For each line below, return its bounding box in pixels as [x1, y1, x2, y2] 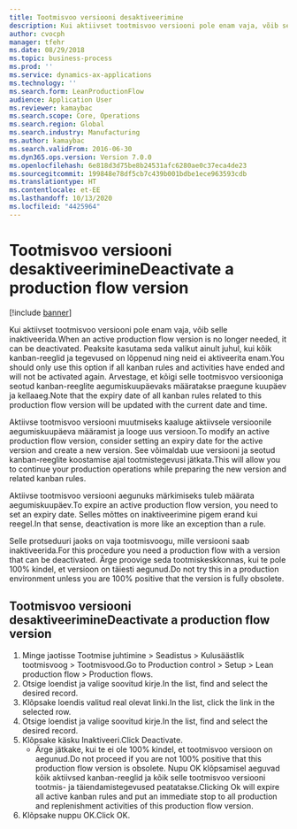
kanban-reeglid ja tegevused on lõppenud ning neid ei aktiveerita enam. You [9, 352, 285, 363]
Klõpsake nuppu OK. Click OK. [21, 810, 131, 820]
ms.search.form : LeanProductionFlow [9, 87, 144, 96]
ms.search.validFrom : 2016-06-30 [9, 144, 133, 153]
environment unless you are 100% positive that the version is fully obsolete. [9, 572, 285, 584]
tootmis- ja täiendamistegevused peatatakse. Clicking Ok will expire [34, 781, 280, 792]
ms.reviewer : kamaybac [9, 104, 93, 112]
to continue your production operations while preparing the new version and [9, 464, 287, 474]
